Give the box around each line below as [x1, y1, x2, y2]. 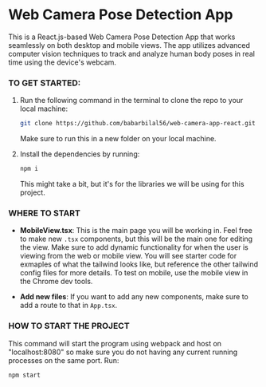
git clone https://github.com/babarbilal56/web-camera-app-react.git [19, 120, 256, 128]
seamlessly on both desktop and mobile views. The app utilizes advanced [8, 40, 251, 49]
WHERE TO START [8, 207, 81, 219]
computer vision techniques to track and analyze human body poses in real [8, 49, 255, 58]
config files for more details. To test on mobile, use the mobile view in [19, 268, 248, 278]
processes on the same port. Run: [8, 355, 119, 365]
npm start [8, 371, 41, 379]
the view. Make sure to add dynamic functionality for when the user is [19, 243, 248, 252]
